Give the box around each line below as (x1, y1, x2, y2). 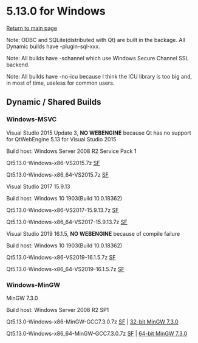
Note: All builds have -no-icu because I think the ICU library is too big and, (6, 72, 193, 80)
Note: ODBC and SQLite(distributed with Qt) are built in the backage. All (6, 36, 185, 43)
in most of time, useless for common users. (6, 79, 115, 87)
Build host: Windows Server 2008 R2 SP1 (6, 306, 109, 313)
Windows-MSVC (6, 115, 57, 124)
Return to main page (6, 24, 58, 32)
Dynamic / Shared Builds (6, 97, 101, 107)
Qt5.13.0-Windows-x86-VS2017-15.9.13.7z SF (6, 206, 119, 214)
